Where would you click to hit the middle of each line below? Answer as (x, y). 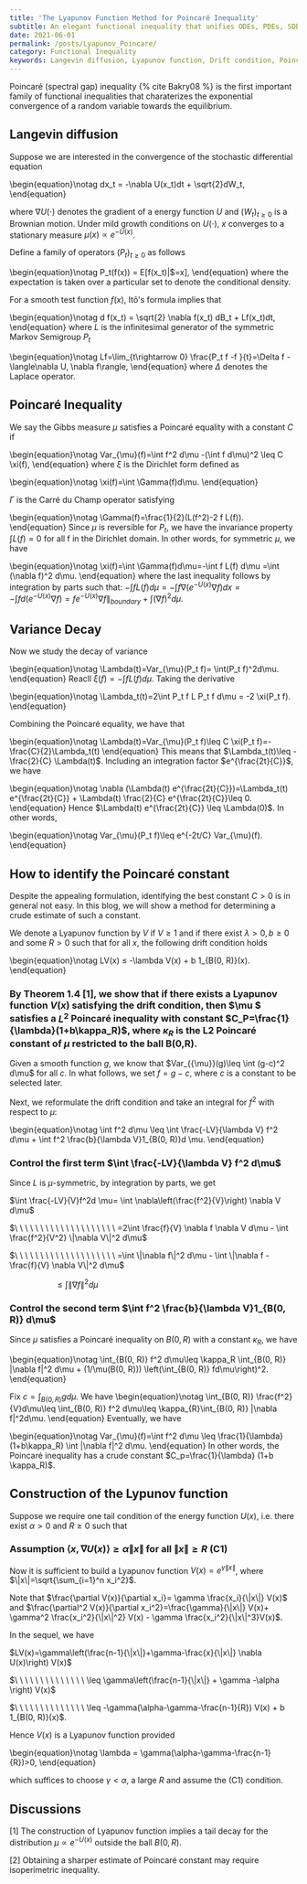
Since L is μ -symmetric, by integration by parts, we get (113, 1183)
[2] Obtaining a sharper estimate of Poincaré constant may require (134, 1860)
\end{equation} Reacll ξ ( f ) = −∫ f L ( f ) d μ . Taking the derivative (122, 679)
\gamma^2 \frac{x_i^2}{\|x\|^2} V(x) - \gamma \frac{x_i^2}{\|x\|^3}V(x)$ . (146, 1617)
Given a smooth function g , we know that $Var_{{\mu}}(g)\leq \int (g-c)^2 (147, 1064)
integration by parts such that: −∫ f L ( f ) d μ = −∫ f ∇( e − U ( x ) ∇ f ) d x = (125, 586)
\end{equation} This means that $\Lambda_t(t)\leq (196, 752)
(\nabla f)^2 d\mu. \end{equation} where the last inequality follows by (140, 576)
